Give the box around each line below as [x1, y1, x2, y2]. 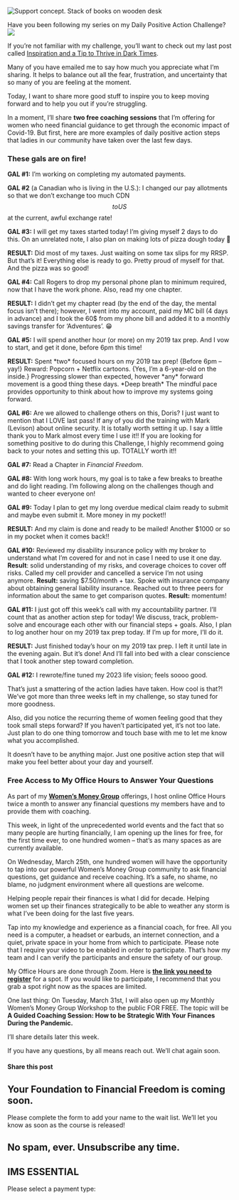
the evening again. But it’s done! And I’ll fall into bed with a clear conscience [7, 650, 230, 658]
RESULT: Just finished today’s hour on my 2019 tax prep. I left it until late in [7, 642, 228, 650]
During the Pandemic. [7, 1018, 73, 1027]
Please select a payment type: [7, 1184, 96, 1194]
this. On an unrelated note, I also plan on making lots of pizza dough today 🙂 [7, 235, 231, 244]
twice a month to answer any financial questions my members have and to [7, 799, 225, 808]
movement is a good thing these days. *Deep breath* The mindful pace [7, 380, 218, 389]
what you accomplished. [7, 737, 80, 745]
